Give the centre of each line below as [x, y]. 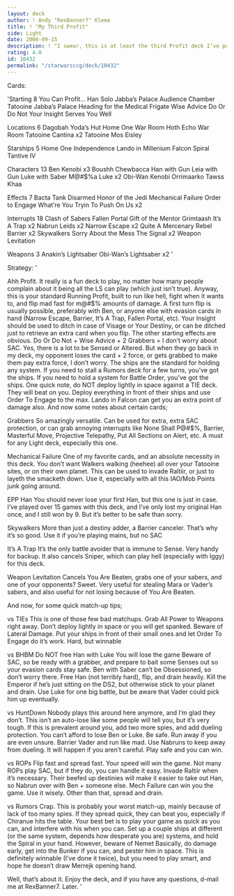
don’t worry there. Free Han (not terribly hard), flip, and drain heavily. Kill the [117, 676]
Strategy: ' [22, 267]
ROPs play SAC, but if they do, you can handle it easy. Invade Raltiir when [112, 770]
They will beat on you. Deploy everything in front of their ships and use [109, 392]
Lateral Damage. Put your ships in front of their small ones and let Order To [115, 633]
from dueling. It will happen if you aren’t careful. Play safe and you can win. [115, 750]
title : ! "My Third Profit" [48, 26]
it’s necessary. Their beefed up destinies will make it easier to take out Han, [116, 777]
